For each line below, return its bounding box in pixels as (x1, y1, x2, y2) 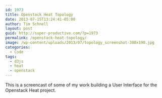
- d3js (10, 59, 24, 64)
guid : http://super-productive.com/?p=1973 (5, 31, 98, 36)
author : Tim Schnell (5, 21, 49, 27)
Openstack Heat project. (5, 87, 57, 93)
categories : (5, 45, 30, 50)
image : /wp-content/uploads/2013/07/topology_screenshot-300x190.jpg (5, 40, 155, 45)
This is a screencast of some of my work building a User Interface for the (5, 82, 157, 88)
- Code (10, 49, 24, 54)
